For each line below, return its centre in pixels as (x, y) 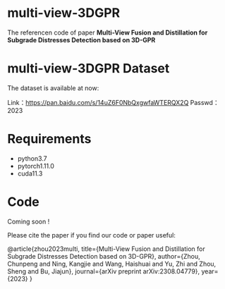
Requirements (49, 139)
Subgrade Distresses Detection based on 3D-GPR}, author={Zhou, (104, 256)
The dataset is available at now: (53, 88)
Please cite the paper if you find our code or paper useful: (92, 235)
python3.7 (32, 158)
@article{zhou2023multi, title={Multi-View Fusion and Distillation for (107, 249)
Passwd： (205, 102)
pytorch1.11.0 (36, 166)
